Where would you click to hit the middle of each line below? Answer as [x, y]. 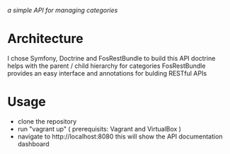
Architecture [45, 39]
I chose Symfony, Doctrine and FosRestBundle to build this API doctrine [111, 58]
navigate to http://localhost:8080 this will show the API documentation [120, 136]
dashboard [33, 143]
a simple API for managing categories [63, 10]
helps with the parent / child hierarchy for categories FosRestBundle [107, 66]
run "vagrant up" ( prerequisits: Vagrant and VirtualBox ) [99, 129]
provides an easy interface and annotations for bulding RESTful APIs [107, 73]
